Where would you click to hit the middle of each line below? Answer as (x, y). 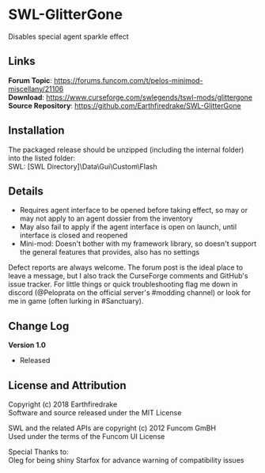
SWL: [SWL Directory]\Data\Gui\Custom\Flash (83, 166)
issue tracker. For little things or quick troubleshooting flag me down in (123, 284)
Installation (36, 131)
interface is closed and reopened (74, 236)
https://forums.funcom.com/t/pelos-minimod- (129, 80)
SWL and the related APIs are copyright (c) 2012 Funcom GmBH (112, 428)
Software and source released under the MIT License (95, 412)
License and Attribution (67, 385)
